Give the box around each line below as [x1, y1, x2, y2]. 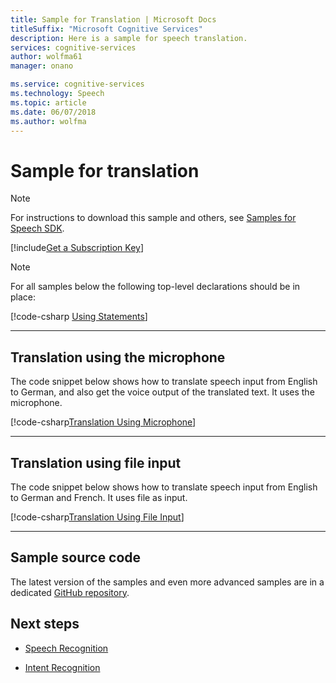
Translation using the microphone [10, 349, 226, 366]
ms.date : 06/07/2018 [10, 107, 97, 117]
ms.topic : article [10, 97, 87, 108]
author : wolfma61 [10, 52, 83, 62]
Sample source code [10, 549, 142, 566]
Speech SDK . [10, 222, 65, 235]
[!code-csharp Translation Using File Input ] [10, 511, 185, 523]
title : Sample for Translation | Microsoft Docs [10, 14, 217, 25]
